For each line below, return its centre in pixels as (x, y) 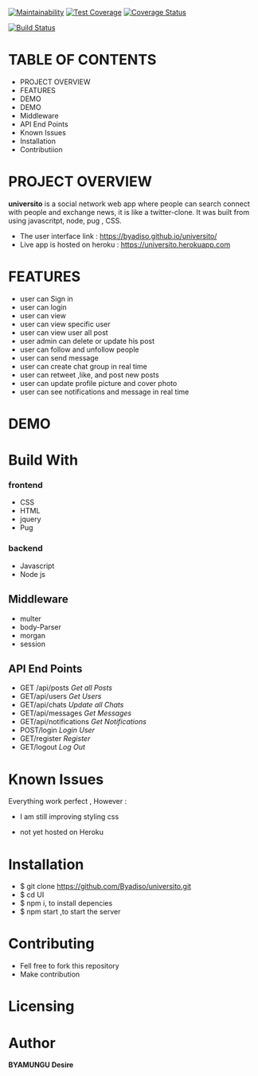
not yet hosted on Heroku (61, 832)
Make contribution (50, 974)
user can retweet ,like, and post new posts (89, 375)
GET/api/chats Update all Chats (72, 705)
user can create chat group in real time (83, 366)
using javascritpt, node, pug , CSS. (65, 220)
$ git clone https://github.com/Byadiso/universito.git (106, 887)
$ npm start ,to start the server (70, 912)
